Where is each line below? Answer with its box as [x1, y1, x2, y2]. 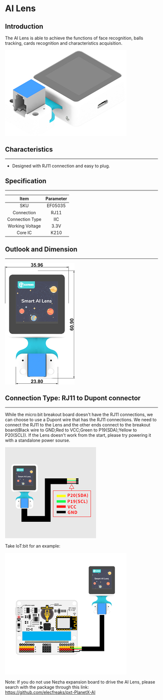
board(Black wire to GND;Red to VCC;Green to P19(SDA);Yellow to [5, 427, 137, 433]
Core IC [16, 230, 33, 236]
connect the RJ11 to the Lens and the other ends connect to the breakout [5, 422, 150, 427]
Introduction [5, 22, 44, 31]
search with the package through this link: [5, 684, 89, 690]
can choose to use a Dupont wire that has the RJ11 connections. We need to [5, 416, 157, 423]
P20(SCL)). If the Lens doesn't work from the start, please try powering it [5, 432, 151, 438]
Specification [5, 177, 47, 185]
